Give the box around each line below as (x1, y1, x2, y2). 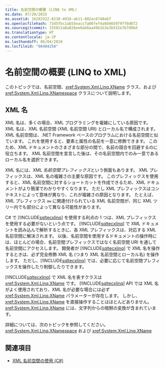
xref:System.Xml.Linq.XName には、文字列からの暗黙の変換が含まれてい (5, 305, 152, 311)
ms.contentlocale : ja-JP (5, 35, 56, 40)
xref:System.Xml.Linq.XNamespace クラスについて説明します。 (5, 90, 134, 96)
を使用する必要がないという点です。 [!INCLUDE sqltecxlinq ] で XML (5, 221, 141, 227)
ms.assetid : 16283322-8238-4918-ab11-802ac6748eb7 (5, 16, 111, 21)
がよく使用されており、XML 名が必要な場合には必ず (5, 287, 110, 293)
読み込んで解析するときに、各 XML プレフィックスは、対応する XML (18, 227, 157, 233)
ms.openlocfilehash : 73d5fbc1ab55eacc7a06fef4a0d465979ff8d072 (5, 21, 138, 26)
